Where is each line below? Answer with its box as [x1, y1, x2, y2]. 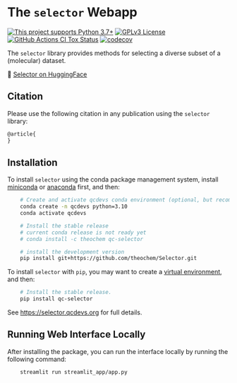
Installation [7, 156, 58, 168]
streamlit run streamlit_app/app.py [20, 368, 128, 375]
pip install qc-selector [20, 295, 93, 302]
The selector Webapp [7, 4, 138, 20]
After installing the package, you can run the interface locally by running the [7, 347, 229, 355]
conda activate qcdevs [20, 210, 87, 217]
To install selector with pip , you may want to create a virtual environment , [7, 268, 222, 276]
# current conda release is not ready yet [20, 229, 147, 236]
